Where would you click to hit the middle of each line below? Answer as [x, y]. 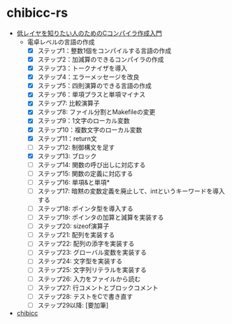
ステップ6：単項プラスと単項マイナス [92, 94]
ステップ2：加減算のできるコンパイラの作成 [101, 59]
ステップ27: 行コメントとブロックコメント [98, 288]
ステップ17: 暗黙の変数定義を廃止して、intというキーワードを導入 [131, 191]
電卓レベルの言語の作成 [61, 42]
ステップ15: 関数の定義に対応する [85, 174]
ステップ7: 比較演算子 [68, 104]
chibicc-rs [37, 13]
